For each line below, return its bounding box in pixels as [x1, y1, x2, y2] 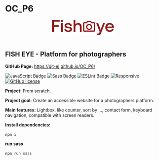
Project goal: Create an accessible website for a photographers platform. [5, 97, 155, 103]
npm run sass [5, 151, 32, 156]
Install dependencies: [5, 122, 51, 128]
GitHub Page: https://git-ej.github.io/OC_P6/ [5, 63, 95, 69]
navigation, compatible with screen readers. [5, 112, 95, 118]
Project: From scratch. [5, 88, 51, 94]
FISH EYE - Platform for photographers [5, 50, 127, 58]
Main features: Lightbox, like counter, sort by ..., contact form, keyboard [5, 107, 153, 113]
